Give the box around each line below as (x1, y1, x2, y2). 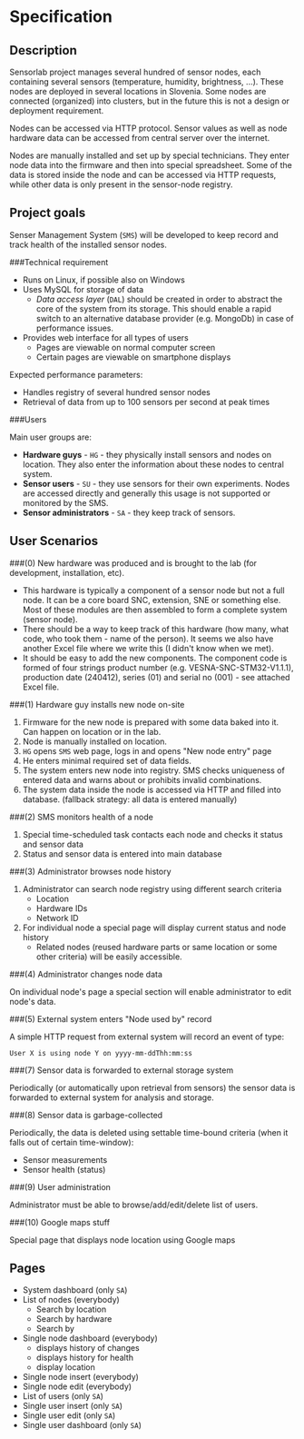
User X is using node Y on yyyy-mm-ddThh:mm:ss (9, 1048, 193, 1057)
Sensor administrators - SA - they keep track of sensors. (22, 507, 236, 518)
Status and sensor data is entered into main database (22, 848, 222, 859)
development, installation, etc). (9, 567, 125, 578)
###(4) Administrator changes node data (9, 968, 163, 979)
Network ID (35, 912, 79, 923)
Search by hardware (35, 1314, 113, 1325)
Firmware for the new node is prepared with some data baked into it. (22, 716, 279, 728)
